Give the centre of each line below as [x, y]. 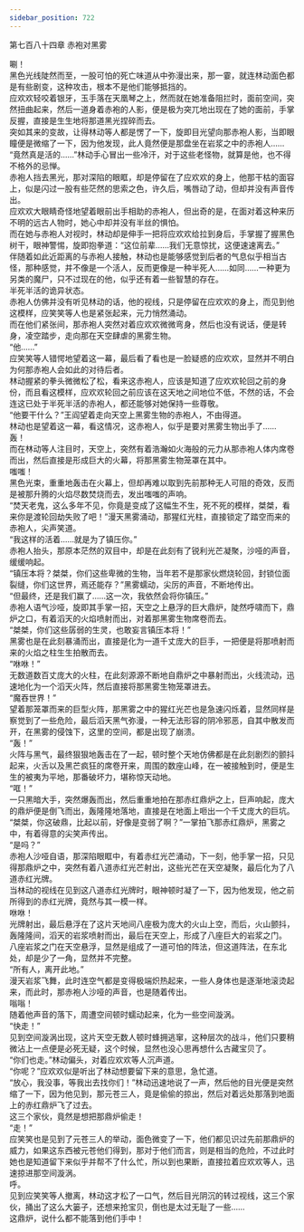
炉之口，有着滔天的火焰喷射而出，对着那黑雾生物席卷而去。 [120, 618]
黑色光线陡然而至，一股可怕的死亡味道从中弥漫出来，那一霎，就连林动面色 [148, 75]
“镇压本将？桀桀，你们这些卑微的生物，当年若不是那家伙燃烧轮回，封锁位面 [150, 573]
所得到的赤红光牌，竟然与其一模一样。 [81, 901]
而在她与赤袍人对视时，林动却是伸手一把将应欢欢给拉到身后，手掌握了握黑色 [152, 234]
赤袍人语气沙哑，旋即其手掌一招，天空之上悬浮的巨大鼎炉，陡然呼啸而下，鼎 [152, 606]
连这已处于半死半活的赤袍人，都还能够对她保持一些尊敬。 [116, 403]
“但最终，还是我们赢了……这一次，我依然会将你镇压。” [109, 596]
